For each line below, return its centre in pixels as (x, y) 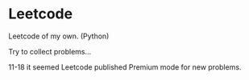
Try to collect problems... (50, 51)
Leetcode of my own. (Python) (59, 36)
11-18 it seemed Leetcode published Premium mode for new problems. (125, 67)
